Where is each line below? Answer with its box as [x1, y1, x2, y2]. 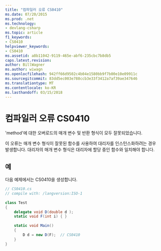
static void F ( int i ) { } [14, 214, 67, 219]
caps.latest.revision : [5, 58, 52, 63]
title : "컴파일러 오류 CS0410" [5, 7, 63, 12]
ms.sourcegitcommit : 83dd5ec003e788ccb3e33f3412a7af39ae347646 [5, 76, 138, 81]
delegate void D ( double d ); [14, 209, 74, 214]
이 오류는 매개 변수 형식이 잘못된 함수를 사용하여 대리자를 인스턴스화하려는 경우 [5, 140, 157, 146]
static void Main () [14, 223, 54, 228]
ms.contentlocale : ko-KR [5, 85, 56, 90]
